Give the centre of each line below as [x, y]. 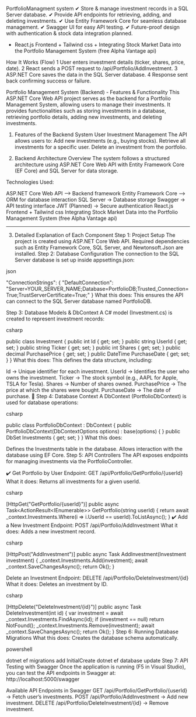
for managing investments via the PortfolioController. [69, 461]
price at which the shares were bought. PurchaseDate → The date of [88, 390]
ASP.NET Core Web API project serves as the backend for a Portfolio [88, 98]
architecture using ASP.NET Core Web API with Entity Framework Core [99, 164]
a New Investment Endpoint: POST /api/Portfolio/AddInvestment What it [92, 525]
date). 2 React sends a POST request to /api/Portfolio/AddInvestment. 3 [92, 68]
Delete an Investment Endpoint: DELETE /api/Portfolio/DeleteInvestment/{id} [97, 578]
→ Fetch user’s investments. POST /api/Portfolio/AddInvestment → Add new [97, 697]
